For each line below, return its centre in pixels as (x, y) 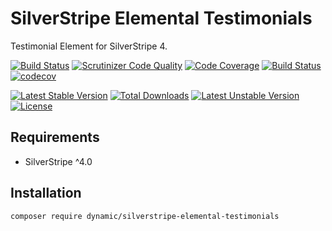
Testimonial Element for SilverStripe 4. (89, 46)
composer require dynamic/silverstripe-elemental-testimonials (145, 216)
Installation (46, 193)
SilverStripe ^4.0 (58, 161)
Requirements (55, 137)
